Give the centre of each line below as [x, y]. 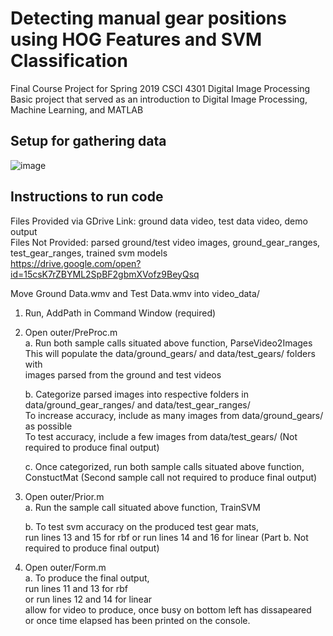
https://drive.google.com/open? [76, 263]
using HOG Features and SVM [136, 39]
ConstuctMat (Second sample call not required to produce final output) [171, 477]
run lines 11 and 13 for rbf [76, 588]
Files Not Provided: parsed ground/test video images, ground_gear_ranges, [165, 242]
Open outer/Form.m [65, 567]
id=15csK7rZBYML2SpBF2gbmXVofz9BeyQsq [105, 274]
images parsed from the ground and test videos [123, 374]
